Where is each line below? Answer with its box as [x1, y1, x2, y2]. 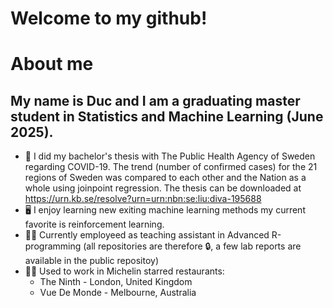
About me [10, 53, 94, 76]
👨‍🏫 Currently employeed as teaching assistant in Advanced [24, 229, 270, 241]
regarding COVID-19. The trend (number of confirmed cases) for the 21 [24, 161, 318, 173]
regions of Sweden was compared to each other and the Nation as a [24, 172, 307, 184]
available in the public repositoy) [24, 255, 160, 267]
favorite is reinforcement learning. [24, 218, 165, 231]
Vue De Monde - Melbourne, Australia [39, 287, 197, 299]
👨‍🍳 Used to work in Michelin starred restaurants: [24, 265, 225, 277]
